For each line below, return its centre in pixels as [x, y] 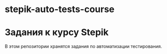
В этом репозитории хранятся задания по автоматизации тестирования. [83, 46]
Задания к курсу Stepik [57, 33]
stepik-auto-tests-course [60, 9]
